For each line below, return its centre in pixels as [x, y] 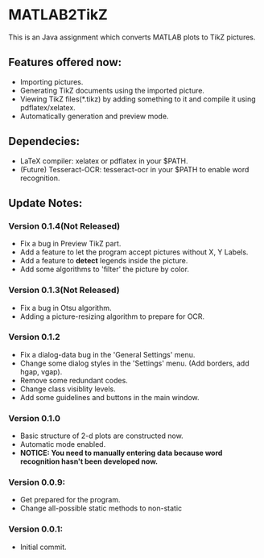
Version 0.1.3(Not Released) [64, 290]
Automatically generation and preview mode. [94, 116]
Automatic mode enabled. [63, 444]
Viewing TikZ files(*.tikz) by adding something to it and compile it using [138, 99]
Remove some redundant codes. [74, 380]
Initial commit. [43, 547]
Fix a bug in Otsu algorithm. [66, 308]
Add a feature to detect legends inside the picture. [104, 261]
